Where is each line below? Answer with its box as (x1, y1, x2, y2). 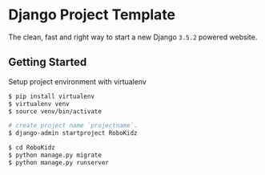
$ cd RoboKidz (8, 144, 56, 152)
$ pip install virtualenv (8, 92, 94, 100)
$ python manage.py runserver (8, 158, 110, 166)
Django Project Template (8, 6, 176, 24)
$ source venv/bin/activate (8, 107, 102, 116)
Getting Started (8, 55, 87, 69)
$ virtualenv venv (8, 100, 70, 108)
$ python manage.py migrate (8, 151, 102, 159)
